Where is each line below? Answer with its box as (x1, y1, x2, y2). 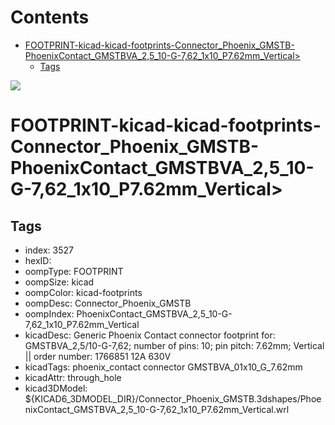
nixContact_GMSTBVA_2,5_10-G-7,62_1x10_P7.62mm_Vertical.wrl (24, 403, 290, 415)
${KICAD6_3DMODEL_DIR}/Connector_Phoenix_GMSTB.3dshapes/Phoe (24, 392, 322, 405)
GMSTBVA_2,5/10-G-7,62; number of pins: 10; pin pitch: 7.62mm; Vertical (24, 339, 325, 351)
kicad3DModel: (24, 382, 88, 394)
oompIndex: (24, 307, 75, 320)
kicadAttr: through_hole (24, 371, 122, 383)
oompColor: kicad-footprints (24, 286, 143, 298)
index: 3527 (24, 244, 74, 256)
